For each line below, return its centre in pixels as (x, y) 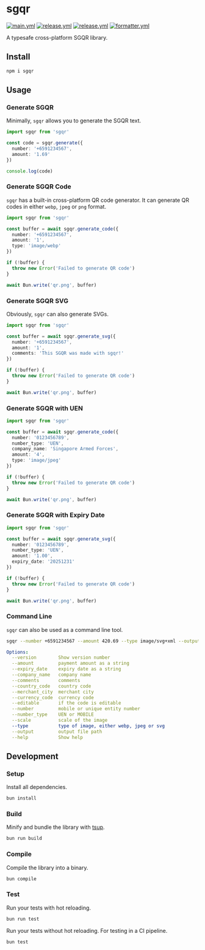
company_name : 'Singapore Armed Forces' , (65, 449)
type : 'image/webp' (37, 246)
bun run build (24, 839)
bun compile (21, 879)
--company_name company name (52, 675)
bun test (17, 942)
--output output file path (57, 732)
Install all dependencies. (37, 787)
